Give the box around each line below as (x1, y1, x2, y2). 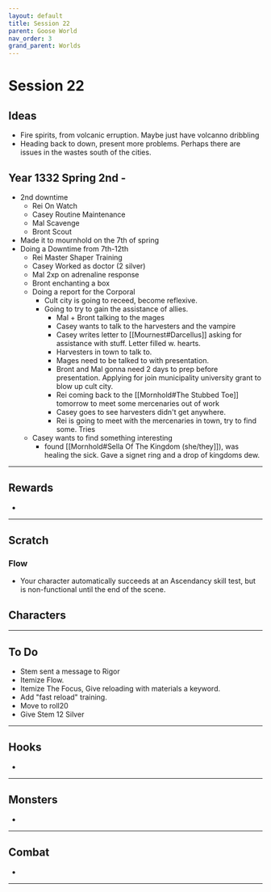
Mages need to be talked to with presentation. (56, 355, 210, 365)
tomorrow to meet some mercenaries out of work (56, 398, 220, 408)
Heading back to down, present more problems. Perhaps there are (19, 139, 240, 149)
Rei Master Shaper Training (31, 252, 123, 262)
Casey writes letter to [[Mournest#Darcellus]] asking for (56, 329, 242, 340)
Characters (8, 608, 66, 622)
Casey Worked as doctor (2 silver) (31, 260, 146, 271)
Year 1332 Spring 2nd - (8, 171, 127, 184)
